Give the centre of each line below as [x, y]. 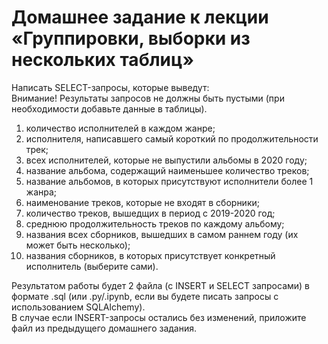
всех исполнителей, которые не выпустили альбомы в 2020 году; [166, 160]
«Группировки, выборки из [131, 38]
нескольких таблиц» [102, 60]
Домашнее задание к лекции [140, 17]
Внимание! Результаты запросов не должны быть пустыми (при [148, 98]
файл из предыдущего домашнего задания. [104, 328]
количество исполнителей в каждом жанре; [120, 128]
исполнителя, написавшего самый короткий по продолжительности [172, 138]
